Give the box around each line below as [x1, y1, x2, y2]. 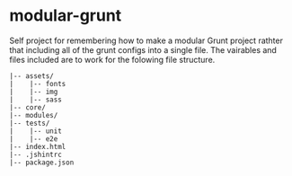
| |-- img [9, 87, 58, 96]
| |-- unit [9, 127, 63, 136]
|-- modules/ [9, 110, 58, 119]
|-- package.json [9, 158, 75, 167]
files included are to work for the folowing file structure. [9, 54, 216, 65]
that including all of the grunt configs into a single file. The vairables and [9, 44, 277, 55]
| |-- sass [9, 95, 63, 104]
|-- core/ [9, 102, 47, 112]
